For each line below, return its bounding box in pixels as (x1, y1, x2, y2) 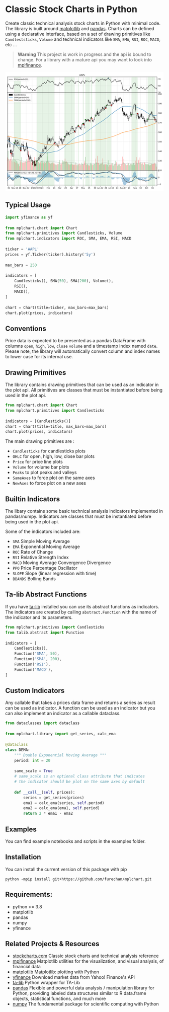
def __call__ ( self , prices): (14, 790, 75, 795)
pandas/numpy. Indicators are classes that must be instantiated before (5, 513, 152, 519)
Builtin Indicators (5, 495, 60, 503)
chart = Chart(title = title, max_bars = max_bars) (5, 424, 107, 429)
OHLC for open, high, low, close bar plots (12, 453, 95, 459)
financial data (12, 964, 41, 970)
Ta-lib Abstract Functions (5, 590, 87, 599)
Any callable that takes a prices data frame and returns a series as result (5, 699, 155, 706)
